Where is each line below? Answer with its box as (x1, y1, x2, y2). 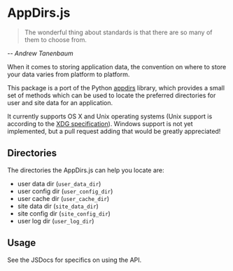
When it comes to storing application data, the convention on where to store (7, 62, 227, 71)
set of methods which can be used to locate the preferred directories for (7, 91, 216, 99)
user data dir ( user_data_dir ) (17, 179, 101, 188)
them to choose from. (24, 35, 87, 43)
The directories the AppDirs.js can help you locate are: (7, 166, 164, 174)
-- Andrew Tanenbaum (7, 49, 73, 57)
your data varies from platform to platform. (7, 70, 130, 78)
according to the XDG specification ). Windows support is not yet (7, 119, 194, 127)
